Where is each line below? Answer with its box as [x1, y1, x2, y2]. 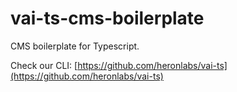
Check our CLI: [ [10, 59, 78, 71]
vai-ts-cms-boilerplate [10, 7, 205, 30]
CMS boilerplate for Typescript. [10, 40, 140, 52]
